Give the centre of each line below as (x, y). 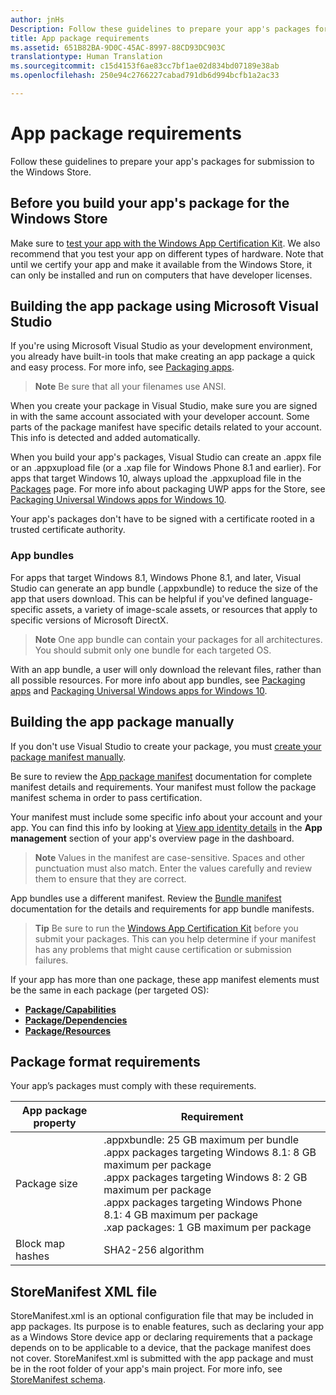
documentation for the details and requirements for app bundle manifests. (162, 908)
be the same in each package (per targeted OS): (110, 990)
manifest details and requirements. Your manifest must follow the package (163, 787)
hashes (32, 1256)
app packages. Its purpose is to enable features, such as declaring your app (167, 1327)
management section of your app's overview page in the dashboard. (152, 838)
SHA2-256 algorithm (154, 1250)
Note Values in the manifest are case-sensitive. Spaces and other (170, 857)
